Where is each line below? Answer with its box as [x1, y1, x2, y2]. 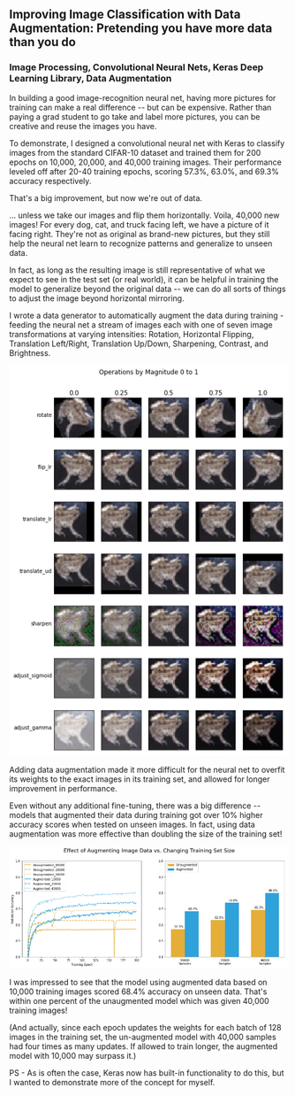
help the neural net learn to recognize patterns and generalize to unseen [9, 238, 273, 249]
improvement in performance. [9, 783, 117, 793]
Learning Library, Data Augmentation [9, 73, 172, 85]
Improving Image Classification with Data [9, 7, 241, 22]
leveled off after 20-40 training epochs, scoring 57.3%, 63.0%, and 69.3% [9, 166, 280, 176]
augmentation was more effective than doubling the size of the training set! [9, 828, 283, 839]
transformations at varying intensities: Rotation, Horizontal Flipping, [9, 328, 254, 339]
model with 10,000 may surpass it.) [9, 1051, 137, 1061]
